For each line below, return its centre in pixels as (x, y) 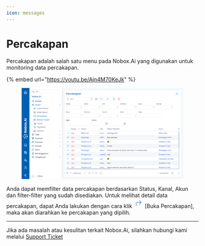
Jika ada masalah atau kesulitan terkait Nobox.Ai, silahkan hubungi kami (97, 230)
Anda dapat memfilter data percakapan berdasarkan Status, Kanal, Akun (97, 189)
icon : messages (26, 13)
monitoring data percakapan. (43, 67)
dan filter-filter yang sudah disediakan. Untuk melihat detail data (87, 195)
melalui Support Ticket (35, 237)
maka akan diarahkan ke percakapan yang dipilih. (69, 213)
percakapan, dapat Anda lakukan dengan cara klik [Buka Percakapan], (100, 206)
